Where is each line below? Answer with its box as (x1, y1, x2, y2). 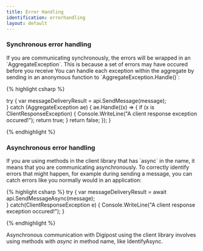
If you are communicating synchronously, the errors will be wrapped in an (6, 54, 191, 61)
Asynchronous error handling (6, 143, 95, 152)
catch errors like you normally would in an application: (6, 176, 142, 184)
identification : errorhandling (6, 15, 86, 21)
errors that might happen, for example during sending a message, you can (6, 170, 193, 177)
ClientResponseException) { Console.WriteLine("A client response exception (6, 110, 198, 117)
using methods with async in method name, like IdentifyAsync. (6, 238, 163, 245)
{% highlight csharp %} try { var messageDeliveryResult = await (6, 188, 167, 195)
